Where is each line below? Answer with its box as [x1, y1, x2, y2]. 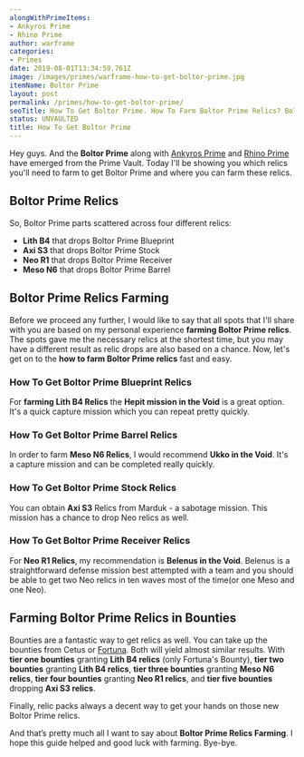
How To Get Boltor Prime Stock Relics [9, 482, 177, 495]
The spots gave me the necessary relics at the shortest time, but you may [9, 333, 283, 345]
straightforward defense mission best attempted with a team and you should [9, 565, 294, 575]
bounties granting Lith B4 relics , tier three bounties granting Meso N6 [9, 664, 275, 674]
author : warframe [9, 38, 75, 48]
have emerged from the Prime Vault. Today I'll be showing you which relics [9, 158, 288, 168]
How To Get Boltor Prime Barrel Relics [9, 428, 178, 441]
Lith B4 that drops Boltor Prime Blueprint [22, 235, 175, 246]
